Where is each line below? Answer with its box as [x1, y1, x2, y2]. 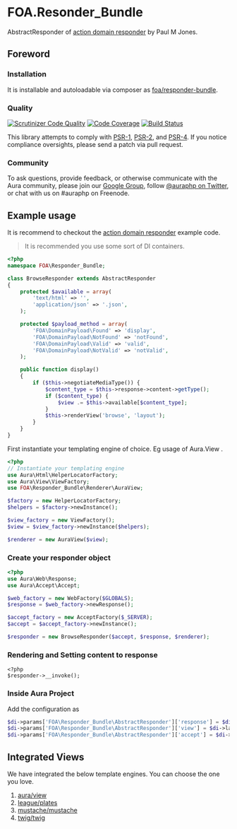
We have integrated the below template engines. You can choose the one [7, 770, 220, 778]
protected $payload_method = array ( [20, 321, 128, 328]
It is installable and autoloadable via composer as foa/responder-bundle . [7, 86, 219, 94]
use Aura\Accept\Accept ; [7, 582, 80, 589]
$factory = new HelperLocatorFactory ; [7, 498, 121, 505]
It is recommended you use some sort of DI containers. [24, 242, 185, 251]
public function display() [20, 366, 99, 373]
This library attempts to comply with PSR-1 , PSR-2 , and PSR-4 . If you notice [7, 132, 227, 141]
